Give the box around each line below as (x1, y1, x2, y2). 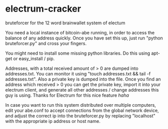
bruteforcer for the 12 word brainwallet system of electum (5, 20, 125, 26)
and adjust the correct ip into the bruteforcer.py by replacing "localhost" (5, 112, 156, 119)
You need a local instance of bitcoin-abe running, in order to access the (5, 29, 155, 35)
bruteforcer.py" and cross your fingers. (5, 40, 87, 46)
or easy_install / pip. (13, 55, 55, 61)
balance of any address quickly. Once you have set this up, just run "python (5, 35, 163, 41)
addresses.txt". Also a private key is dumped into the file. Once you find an (5, 76, 161, 82)
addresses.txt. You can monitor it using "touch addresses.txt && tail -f (5, 70, 151, 76)
